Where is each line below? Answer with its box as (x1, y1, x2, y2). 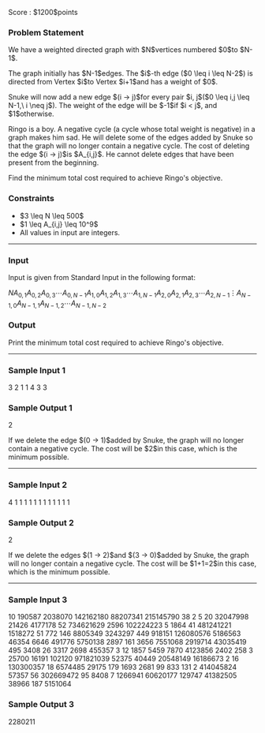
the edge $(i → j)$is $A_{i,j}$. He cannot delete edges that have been (8, 150, 234, 159)
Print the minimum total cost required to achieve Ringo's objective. (8, 338, 224, 347)
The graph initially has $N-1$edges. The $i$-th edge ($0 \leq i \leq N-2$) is (8, 69, 254, 78)
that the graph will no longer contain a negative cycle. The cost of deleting (8, 141, 250, 151)
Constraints (8, 193, 55, 204)
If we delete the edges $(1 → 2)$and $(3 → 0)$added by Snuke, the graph (8, 550, 250, 559)
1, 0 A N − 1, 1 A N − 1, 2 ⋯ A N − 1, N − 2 (8, 298, 106, 309)
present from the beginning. (8, 158, 99, 167)
